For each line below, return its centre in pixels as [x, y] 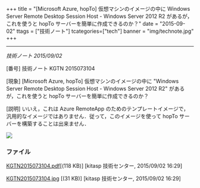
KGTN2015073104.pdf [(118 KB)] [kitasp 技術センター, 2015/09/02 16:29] [94, 166]
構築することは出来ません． [56, 124]
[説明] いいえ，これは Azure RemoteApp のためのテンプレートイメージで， [98, 109]
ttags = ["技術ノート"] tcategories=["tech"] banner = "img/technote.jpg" [105, 31]
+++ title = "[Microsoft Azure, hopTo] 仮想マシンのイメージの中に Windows [98, 9]
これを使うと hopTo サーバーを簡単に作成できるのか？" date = [82, 24]
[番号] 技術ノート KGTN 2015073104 [51, 68]
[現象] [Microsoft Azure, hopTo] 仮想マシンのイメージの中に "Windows [93, 81]
